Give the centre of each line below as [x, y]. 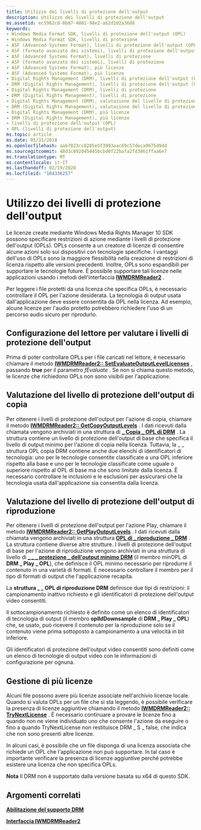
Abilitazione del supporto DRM [45, 810]
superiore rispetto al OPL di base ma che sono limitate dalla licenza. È [92, 470]
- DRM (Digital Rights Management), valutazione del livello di [88, 107]
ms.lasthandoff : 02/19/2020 [41, 168]
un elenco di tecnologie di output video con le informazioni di [82, 656]
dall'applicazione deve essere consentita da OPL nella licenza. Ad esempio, [99, 301]
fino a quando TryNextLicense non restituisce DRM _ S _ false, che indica [96, 727]
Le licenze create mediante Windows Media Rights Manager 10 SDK [90, 232]
